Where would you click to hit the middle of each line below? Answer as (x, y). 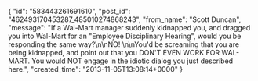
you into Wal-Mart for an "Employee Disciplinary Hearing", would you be (125, 36)
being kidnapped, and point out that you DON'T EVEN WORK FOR (114, 53)
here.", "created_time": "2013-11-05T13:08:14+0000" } (95, 69)
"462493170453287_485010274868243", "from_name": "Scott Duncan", (125, 19)
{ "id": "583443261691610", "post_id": (69, 11)
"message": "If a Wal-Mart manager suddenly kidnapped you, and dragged (129, 28)
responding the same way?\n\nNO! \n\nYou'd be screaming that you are (124, 44)
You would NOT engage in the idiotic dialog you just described (132, 61)
